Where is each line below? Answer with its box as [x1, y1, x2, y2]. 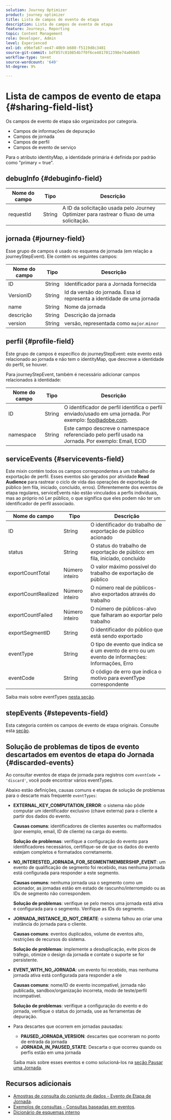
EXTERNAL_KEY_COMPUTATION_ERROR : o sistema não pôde [13, 802, 145, 808]
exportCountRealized [8, 591, 59, 598]
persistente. [13, 957, 39, 963]
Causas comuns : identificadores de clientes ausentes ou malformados [13, 823, 162, 829]
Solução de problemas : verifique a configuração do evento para [13, 838, 149, 844]
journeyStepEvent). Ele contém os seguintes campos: [6, 253, 118, 260]
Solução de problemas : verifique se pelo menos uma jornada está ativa [13, 900, 163, 906]
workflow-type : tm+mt [6, 54, 52, 60]
